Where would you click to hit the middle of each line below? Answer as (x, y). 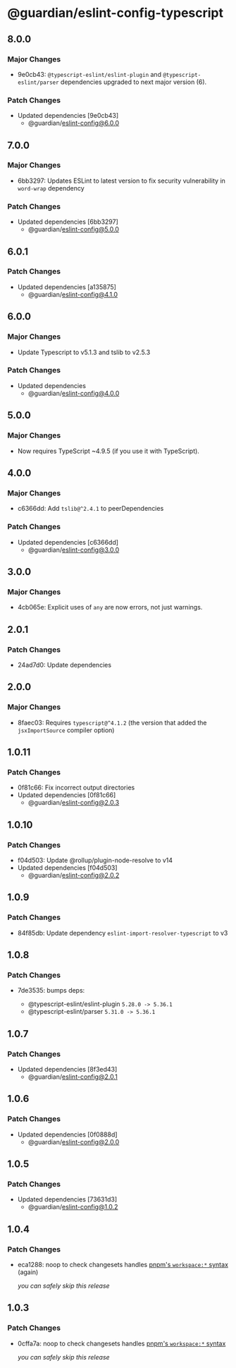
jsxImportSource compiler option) (66, 730)
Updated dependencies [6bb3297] (68, 222)
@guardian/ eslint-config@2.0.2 (74, 875)
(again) (28, 1272)
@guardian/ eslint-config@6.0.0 (74, 123)
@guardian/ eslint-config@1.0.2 (73, 1207)
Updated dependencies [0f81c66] (67, 795)
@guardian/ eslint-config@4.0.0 (74, 393)
